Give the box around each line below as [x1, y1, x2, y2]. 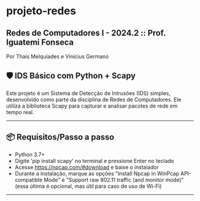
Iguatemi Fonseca [6, 37, 74, 47]
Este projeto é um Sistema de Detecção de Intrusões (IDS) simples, [6, 89, 171, 96]
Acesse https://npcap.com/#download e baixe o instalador [14, 164, 159, 171]
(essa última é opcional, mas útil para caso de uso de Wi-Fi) [14, 183, 162, 190]
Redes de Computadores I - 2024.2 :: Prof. [6, 28, 166, 38]
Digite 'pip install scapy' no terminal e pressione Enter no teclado [14, 157, 174, 164]
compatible [14, 176, 43, 183]
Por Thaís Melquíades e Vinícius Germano [6, 53, 109, 60]
